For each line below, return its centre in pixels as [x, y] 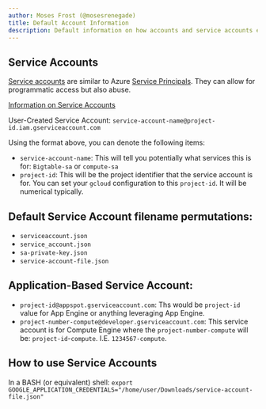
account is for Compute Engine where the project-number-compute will [134, 330]
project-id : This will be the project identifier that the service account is [136, 175]
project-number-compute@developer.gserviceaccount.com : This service [134, 321]
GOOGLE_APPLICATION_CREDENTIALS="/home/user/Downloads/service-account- [131, 390]
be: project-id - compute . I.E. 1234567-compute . [93, 338]
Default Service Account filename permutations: [131, 216]
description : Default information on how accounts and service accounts [131, 30]
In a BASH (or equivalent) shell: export [70, 382]
